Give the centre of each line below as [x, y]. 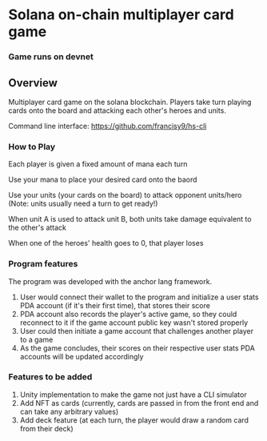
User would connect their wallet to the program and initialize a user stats [139, 297]
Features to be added [50, 377]
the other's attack [37, 228]
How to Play [32, 146]
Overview [33, 83]
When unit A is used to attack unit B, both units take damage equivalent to [130, 219]
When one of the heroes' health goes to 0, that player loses [106, 243]
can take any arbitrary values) [69, 411]
